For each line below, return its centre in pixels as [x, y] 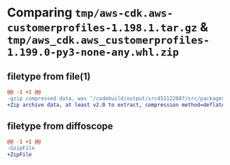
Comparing [40, 13]
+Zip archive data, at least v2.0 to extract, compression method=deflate [116, 105]
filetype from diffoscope [60, 126]
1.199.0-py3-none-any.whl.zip [93, 52]
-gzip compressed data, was [47, 98]
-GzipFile [21, 149]
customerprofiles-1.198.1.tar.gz [102, 28]
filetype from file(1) [49, 76]
